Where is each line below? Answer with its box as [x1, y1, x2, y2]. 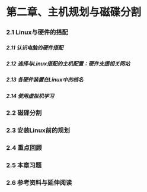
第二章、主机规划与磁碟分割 [6, 5, 142, 19]
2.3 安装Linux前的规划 [6, 126, 70, 134]
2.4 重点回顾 [6, 144, 43, 152]
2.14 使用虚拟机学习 [6, 92, 55, 99]
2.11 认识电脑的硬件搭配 [6, 44, 63, 51]
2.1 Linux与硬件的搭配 [6, 28, 68, 36]
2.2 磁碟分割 [6, 109, 42, 117]
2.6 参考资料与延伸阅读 [6, 178, 72, 187]
